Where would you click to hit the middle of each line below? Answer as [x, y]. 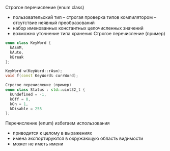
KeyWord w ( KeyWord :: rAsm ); [34, 71]
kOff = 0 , [20, 99]
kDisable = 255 [26, 109]
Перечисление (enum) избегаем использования [58, 123]
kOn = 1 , [19, 104]
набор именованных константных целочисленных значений [78, 28]
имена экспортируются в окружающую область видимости [78, 139]
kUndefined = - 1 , [28, 94]
